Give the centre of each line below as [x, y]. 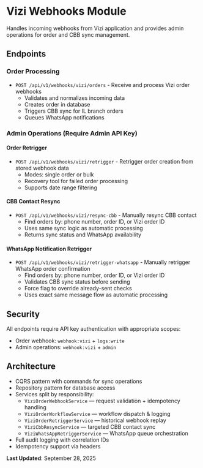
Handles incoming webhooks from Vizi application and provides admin [95, 28]
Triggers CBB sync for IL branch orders [74, 111]
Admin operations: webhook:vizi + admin [65, 347]
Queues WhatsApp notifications [65, 117]
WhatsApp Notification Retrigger [49, 249]
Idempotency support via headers [58, 446]
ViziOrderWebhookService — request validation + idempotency [102, 401]
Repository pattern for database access [65, 388]
